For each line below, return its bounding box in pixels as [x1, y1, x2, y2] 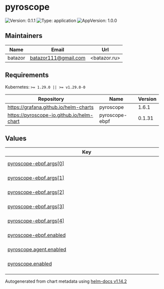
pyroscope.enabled [7, 260, 52, 267]
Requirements [5, 71, 49, 79]
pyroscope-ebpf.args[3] [7, 203, 64, 210]
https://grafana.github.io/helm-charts [7, 104, 94, 111]
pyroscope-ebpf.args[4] [7, 217, 64, 224]
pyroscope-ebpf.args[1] [7, 174, 64, 181]
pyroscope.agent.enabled [7, 246, 67, 252]
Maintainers [5, 32, 43, 40]
